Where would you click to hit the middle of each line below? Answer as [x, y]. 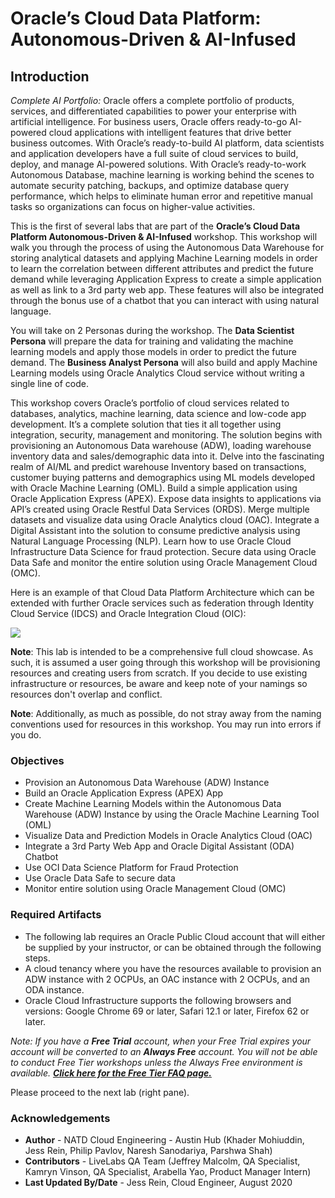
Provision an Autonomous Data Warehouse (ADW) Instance [147, 783]
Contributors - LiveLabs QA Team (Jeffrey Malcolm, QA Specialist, [162, 1161]
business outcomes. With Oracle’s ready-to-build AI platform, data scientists [167, 143]
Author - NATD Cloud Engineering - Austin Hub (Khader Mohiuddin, [164, 1139]
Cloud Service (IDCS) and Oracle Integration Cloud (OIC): [128, 613]
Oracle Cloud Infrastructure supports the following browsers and [158, 1000]
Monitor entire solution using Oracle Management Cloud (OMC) [155, 889]
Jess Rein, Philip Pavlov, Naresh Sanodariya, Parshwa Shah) [148, 1150]
